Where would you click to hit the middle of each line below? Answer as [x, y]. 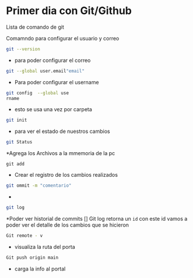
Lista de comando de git [35, 27]
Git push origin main [32, 258]
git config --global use [37, 93]
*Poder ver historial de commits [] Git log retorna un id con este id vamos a [97, 218]
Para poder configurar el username [57, 82]
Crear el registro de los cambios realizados [66, 175]
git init [17, 120]
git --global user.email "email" [45, 71]
